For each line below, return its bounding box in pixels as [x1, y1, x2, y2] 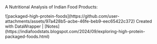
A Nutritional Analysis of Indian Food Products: [5, 4, 98, 10]
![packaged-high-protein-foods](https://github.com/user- [5, 13, 120, 19]
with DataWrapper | [5, 23, 44, 29]
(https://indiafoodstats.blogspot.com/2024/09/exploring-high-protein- [5, 29, 145, 34]
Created [136, 19, 152, 24]
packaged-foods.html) [5, 33, 50, 39]
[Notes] [44, 23, 60, 29]
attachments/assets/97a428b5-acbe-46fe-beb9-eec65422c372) [5, 19, 135, 24]
